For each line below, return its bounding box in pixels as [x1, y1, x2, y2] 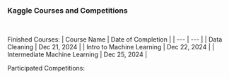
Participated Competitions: [7, 64, 85, 73]
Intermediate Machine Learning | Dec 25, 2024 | [7, 50, 148, 59]
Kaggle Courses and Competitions [7, 6, 129, 16]
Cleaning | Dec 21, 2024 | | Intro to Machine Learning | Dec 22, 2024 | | [7, 43, 215, 51]
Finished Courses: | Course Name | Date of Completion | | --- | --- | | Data [7, 35, 223, 44]
